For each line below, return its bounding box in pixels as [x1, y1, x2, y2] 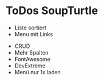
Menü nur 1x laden [14, 68, 61, 75]
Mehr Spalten [14, 48, 49, 56]
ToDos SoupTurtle [5, 4, 99, 18]
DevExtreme [14, 62, 46, 69]
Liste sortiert [14, 24, 47, 31]
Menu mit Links [14, 30, 53, 37]
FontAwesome [14, 55, 51, 63]
